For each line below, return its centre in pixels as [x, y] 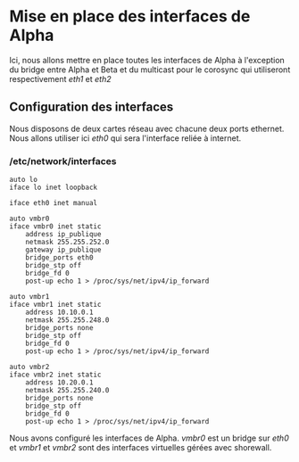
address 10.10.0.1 [59, 313]
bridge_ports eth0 [59, 258]
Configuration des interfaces [91, 107]
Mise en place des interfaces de [130, 16]
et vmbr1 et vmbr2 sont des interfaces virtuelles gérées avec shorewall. [141, 448]
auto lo [24, 180]
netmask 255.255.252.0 [67, 243]
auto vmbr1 [29, 297]
